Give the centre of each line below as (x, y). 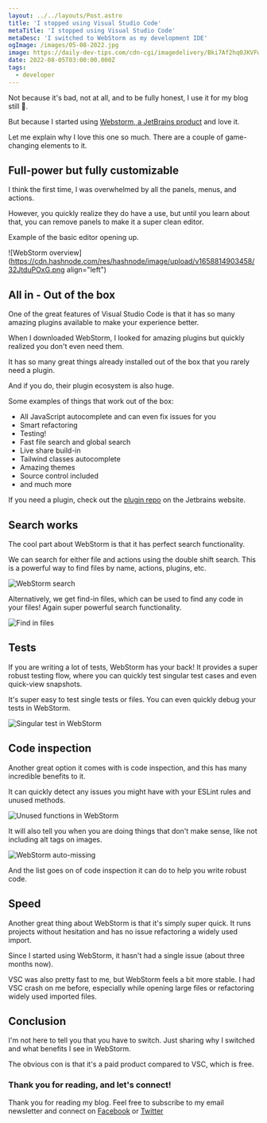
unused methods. (37, 800)
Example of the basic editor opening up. (74, 238)
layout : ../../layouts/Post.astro (66, 16)
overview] (65, 253)
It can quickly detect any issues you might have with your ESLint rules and (130, 791)
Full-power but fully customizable (94, 171)
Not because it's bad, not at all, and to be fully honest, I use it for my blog (128, 97)
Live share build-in (50, 450)
